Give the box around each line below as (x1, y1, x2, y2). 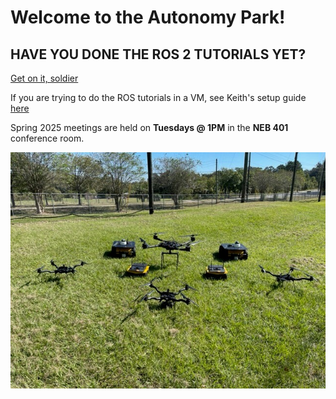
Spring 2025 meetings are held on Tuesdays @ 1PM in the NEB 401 (10, 122, 289, 133)
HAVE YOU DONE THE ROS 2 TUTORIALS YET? (10, 46, 307, 63)
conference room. (10, 132, 85, 144)
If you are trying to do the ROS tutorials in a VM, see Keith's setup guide (10, 92, 307, 103)
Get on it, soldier (10, 72, 79, 84)
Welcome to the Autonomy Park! (10, 6, 286, 29)
